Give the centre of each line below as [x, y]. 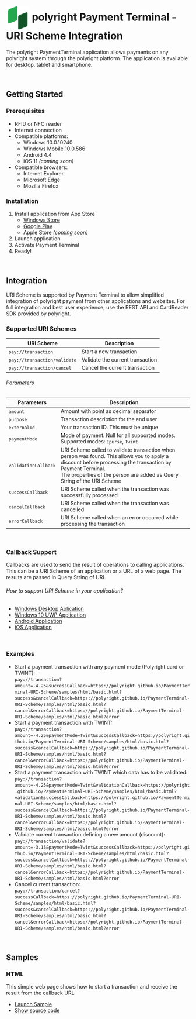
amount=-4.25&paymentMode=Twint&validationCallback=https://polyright [102, 785]
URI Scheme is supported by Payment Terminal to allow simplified [85, 295]
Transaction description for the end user [109, 419]
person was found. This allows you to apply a [115, 456]
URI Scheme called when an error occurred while [119, 518]
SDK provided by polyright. [38, 314]
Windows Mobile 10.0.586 [54, 149]
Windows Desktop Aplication [49, 609]
